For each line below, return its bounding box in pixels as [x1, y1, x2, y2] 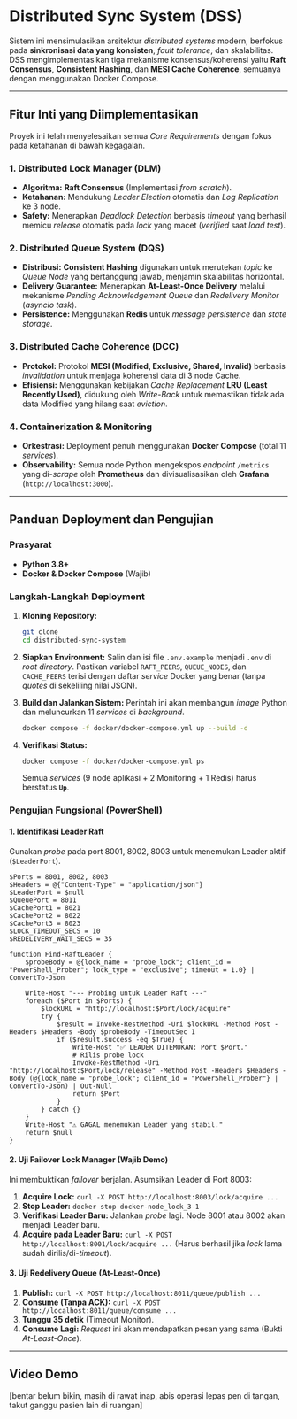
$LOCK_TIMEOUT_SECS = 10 [9, 927, 101, 936]
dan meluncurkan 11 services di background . [21, 706, 185, 717]
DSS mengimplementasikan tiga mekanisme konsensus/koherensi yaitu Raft [9, 54, 286, 65]
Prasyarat [9, 538, 52, 551]
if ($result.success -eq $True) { [56, 1035, 184, 1044]
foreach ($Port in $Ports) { [25, 996, 133, 1006]
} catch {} [41, 1105, 81, 1114]
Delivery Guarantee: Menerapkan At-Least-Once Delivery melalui [21, 281, 265, 291]
